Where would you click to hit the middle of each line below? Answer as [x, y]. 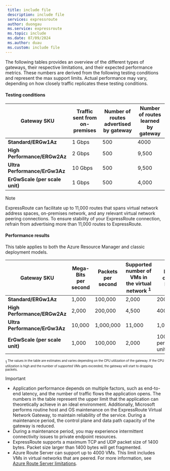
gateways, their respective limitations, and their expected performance [79, 67]
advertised [117, 124]
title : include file [29, 10]
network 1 [139, 291]
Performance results [27, 236]
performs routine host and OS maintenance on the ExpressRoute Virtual [87, 410]
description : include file [36, 15]
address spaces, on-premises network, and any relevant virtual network [80, 213]
